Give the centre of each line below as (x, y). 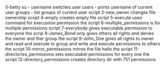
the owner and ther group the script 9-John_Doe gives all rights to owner (80, 38)
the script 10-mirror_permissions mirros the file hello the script (69, 49)
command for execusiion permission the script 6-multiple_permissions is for (83, 23)
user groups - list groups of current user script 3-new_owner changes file (81, 12)
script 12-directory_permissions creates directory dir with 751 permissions (81, 59)
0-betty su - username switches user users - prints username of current (79, 7)
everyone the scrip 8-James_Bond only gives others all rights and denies (80, 33)
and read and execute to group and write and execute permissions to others (82, 44)
